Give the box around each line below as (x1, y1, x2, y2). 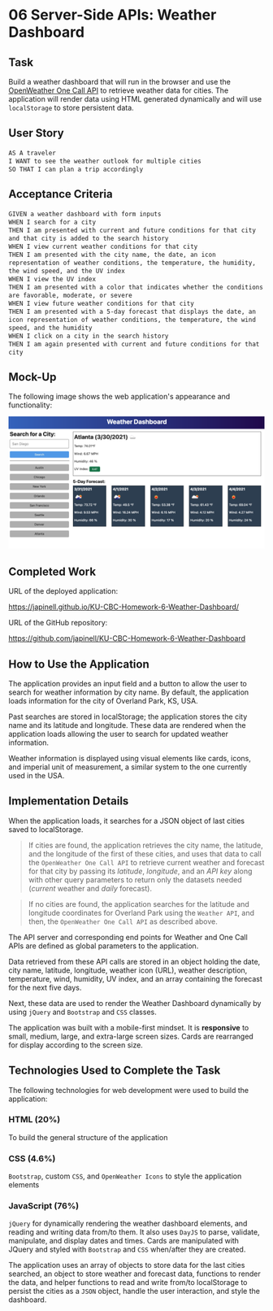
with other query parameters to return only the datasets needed (28, 874, 242, 884)
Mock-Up (8, 370, 57, 384)
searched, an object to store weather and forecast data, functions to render (8, 1269, 262, 1278)
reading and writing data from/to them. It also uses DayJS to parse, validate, (8, 1227, 260, 1237)
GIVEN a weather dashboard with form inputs (8, 210, 162, 218)
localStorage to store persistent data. (8, 103, 134, 112)
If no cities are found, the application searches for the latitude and (28, 899, 249, 908)
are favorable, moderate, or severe (8, 291, 132, 299)
